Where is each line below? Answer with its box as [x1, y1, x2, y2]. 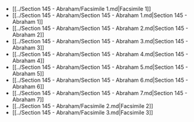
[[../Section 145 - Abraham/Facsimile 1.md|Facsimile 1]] [12, 5, 151, 12]
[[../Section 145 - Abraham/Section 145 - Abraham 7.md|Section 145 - [12, 90, 188, 96]
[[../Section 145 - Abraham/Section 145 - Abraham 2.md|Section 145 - [12, 24, 188, 32]
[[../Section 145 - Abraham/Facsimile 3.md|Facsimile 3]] [12, 109, 154, 116]
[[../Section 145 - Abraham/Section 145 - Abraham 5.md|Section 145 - [12, 63, 188, 71]
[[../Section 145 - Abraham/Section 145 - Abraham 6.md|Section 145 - [12, 76, 188, 84]
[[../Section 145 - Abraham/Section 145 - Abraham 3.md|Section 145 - [12, 38, 188, 45]
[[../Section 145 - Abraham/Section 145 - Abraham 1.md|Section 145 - [12, 12, 188, 19]
